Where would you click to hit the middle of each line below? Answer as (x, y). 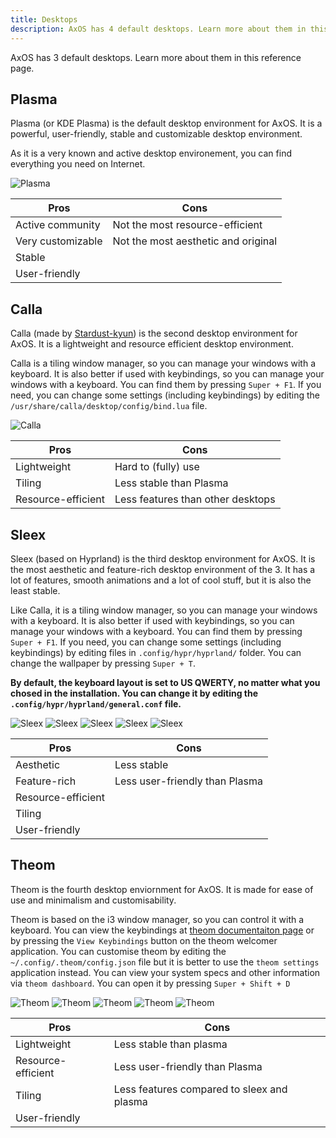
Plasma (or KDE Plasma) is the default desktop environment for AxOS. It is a (166, 123)
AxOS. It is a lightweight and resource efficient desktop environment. (152, 344)
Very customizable (59, 241)
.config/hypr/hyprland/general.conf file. (96, 703)
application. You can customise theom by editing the (118, 951)
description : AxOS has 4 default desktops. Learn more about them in (158, 29)
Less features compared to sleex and (200, 1089)
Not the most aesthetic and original (195, 241)
